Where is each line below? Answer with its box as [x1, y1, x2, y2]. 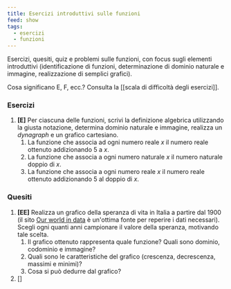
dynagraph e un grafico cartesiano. [17, 131, 119, 139]
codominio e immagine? [27, 245, 96, 253]
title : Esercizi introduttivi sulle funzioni [7, 10, 140, 17]
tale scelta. [17, 230, 49, 238]
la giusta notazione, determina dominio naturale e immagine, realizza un [17, 123, 223, 132]
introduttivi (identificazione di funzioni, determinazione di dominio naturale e [7, 62, 225, 71]
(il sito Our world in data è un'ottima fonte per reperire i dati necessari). [17, 216, 220, 224]
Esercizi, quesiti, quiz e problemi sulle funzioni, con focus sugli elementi [7, 55, 212, 63]
